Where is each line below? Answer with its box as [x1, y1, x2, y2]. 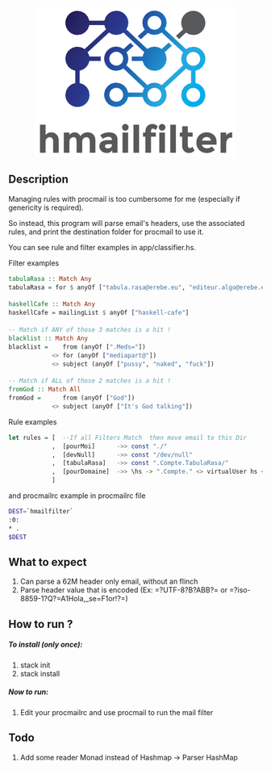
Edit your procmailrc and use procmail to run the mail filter [19, 707, 214, 717]
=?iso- [229, 585, 252, 595]
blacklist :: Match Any [8, 334, 89, 342]
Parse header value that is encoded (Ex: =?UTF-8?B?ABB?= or [19, 585, 228, 595]
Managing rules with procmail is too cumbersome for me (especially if [8, 194, 240, 203]
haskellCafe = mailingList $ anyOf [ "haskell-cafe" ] [8, 309, 190, 317]
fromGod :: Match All [8, 386, 81, 394]
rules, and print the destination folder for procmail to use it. [8, 227, 204, 236]
